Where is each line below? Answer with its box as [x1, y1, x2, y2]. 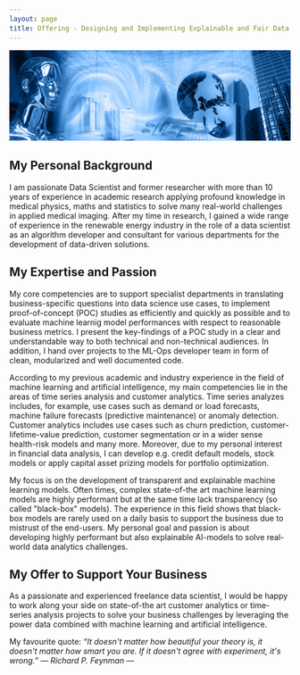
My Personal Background [9, 158, 154, 173]
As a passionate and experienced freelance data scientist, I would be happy [9, 590, 288, 602]
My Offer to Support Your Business [9, 567, 208, 582]
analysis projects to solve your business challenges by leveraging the [33, 610, 289, 621]
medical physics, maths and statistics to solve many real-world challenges [9, 201, 283, 212]
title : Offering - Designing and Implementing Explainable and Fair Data [9, 23, 290, 33]
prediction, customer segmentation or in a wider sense [61, 429, 263, 439]
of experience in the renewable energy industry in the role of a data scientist [9, 220, 291, 230]
